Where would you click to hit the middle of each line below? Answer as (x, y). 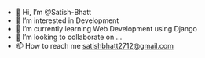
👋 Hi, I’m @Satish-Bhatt (53, 12)
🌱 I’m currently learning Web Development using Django (106, 29)
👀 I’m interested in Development (67, 20)
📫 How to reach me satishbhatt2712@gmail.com (95, 46)
